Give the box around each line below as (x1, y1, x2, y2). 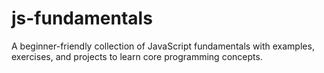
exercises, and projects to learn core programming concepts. (11, 50, 263, 62)
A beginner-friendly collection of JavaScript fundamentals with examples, (11, 40, 315, 52)
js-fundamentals (11, 7, 153, 30)
